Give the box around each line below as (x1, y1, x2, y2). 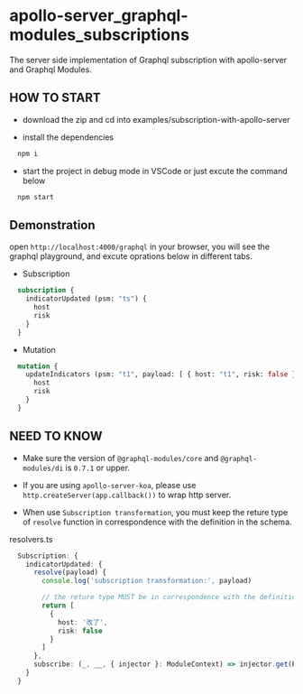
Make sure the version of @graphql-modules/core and (22, 452, 219, 463)
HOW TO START (9, 90, 101, 106)
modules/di (22, 464, 64, 473)
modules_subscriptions (9, 24, 189, 45)
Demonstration (9, 217, 96, 233)
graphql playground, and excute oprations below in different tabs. (9, 251, 252, 262)
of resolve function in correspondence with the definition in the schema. (22, 516, 292, 527)
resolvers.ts (9, 533, 53, 544)
